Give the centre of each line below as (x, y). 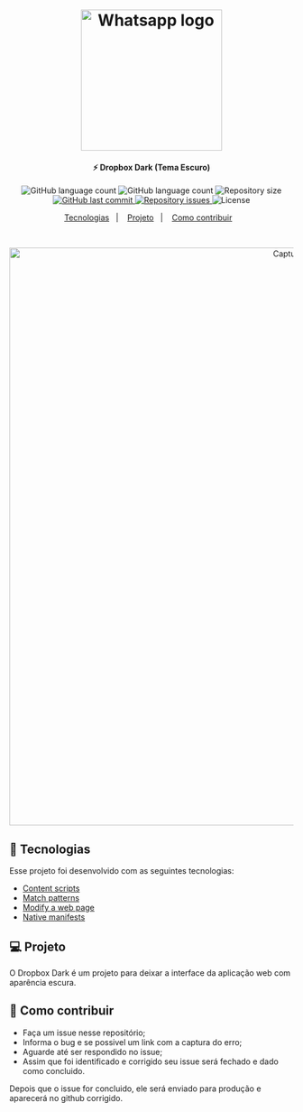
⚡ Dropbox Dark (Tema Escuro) (151, 167)
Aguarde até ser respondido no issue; (92, 1052)
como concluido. (54, 1070)
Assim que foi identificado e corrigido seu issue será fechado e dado (151, 1061)
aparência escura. (43, 983)
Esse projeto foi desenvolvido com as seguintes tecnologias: (122, 871)
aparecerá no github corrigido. (66, 1098)
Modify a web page (58, 908)
